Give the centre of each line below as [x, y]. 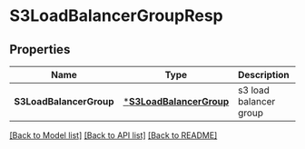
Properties [40, 50]
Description [264, 75]
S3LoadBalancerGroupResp [117, 16]
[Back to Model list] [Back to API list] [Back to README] [113, 135]
